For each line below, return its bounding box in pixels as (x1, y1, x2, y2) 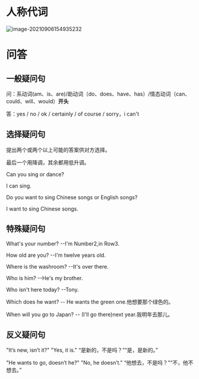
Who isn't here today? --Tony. (6, 286, 79, 293)
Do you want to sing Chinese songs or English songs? (6, 193, 138, 200)
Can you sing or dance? (6, 170, 64, 178)
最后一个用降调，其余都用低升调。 (6, 158, 90, 166)
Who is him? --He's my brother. (6, 274, 83, 282)
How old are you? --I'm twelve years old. (6, 251, 106, 259)
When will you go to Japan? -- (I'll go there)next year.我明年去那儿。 (6, 311, 173, 318)
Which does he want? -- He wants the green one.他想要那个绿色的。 (6, 298, 174, 305)
